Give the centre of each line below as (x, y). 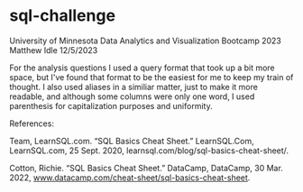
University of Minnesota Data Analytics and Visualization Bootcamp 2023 (145, 41)
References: (32, 123)
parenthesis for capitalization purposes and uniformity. (111, 105)
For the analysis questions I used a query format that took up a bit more (142, 68)
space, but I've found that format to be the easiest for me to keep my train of (151, 77)
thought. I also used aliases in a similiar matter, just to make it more (134, 87)
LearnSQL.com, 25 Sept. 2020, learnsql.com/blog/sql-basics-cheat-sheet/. (149, 151)
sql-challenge (62, 16)
